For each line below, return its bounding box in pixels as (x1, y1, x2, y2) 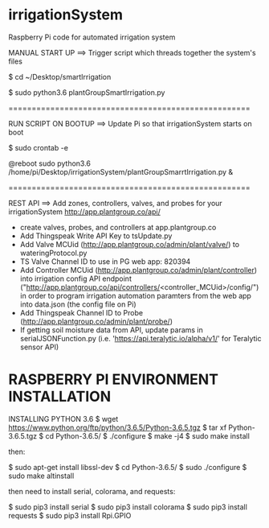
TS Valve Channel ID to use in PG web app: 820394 (19, 256, 191, 266)
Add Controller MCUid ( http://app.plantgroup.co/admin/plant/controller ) (19, 265, 258, 274)
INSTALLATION (8, 388, 111, 406)
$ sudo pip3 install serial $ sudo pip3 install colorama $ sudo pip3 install (8, 501, 247, 512)
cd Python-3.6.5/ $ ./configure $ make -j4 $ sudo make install (45, 431, 251, 440)
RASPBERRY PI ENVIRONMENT (8, 370, 219, 389)
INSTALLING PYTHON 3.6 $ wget (8, 414, 119, 423)
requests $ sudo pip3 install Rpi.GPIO (8, 510, 132, 520)
